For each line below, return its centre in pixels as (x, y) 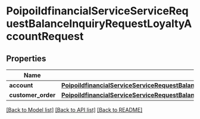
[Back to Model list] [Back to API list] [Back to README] (74, 110)
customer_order (32, 95)
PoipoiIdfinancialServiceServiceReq (97, 11)
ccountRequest (45, 36)
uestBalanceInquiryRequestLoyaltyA (99, 24)
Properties (26, 58)
